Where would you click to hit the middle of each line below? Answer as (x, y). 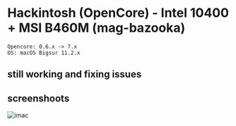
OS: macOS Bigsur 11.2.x (44, 53)
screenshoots (39, 98)
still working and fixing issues (75, 74)
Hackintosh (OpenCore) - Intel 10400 (118, 13)
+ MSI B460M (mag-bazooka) (96, 28)
